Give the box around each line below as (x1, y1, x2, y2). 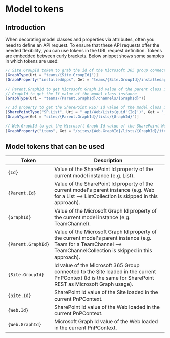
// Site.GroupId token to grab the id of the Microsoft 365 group (5, 68, 148, 73)
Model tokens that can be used (5, 142, 105, 151)
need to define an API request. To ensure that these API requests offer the (5, 42, 160, 48)
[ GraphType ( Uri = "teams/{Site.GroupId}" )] (5, 72, 99, 77)
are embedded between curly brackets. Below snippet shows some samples (5, 53, 164, 59)
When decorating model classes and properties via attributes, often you (5, 36, 155, 43)
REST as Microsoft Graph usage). (54, 281, 134, 288)
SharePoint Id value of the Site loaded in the (54, 289, 158, 296)
